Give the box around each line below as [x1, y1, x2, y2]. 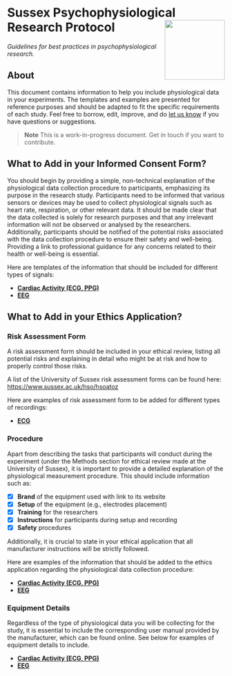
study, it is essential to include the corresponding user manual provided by [7, 626, 220, 635]
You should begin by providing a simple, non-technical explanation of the [7, 176, 215, 184]
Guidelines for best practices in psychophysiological [7, 42, 157, 50]
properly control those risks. [7, 362, 88, 370]
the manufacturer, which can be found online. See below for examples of [7, 633, 215, 642]
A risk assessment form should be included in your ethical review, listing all [7, 347, 221, 356]
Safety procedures [17, 523, 72, 532]
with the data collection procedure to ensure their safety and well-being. [7, 235, 213, 243]
